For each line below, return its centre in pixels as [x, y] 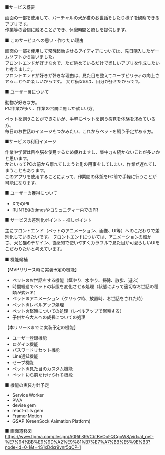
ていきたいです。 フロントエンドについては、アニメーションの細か [85, 237]
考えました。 [22, 69]
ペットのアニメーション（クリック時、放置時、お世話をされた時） [79, 299]
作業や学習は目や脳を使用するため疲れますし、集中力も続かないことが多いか [82, 152]
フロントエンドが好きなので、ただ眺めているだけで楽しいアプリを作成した [80, 63]
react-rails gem [27, 411]
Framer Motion [27, 416]
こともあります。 [31, 170]
